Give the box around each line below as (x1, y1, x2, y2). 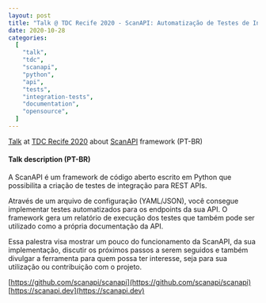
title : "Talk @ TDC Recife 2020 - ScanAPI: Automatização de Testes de (8, 19, 249, 27)
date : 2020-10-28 (8, 26, 66, 34)
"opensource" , (22, 108, 69, 116)
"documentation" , (22, 100, 80, 108)
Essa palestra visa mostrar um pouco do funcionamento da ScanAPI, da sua (8, 237, 256, 247)
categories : (8, 33, 47, 42)
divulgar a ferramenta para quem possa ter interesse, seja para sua (8, 254, 228, 263)
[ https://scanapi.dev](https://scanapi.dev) (8, 286, 145, 296)
